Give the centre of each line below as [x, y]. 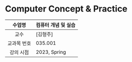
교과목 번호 [19, 43]
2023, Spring [51, 52]
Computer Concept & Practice [66, 9]
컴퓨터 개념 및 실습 [56, 25]
